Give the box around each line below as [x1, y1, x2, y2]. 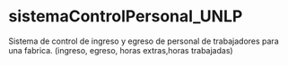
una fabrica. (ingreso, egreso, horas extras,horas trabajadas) [8, 45, 234, 55]
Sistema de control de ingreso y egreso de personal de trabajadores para [8, 36, 279, 46]
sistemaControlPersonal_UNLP [8, 6, 243, 27]
